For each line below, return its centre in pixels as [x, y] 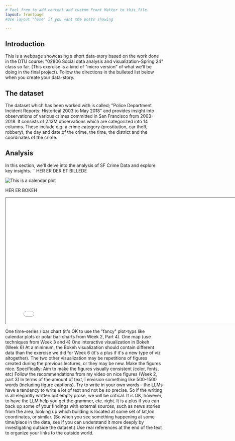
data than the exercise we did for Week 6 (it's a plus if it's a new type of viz [83, 352]
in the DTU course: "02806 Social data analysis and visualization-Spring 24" [84, 61]
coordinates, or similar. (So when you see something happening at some [80, 417]
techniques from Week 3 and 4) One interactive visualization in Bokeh [77, 342]
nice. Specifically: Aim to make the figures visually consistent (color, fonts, [82, 369]
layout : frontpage [24, 15]
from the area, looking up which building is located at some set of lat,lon [80, 411]
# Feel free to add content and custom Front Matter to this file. [77, 10]
